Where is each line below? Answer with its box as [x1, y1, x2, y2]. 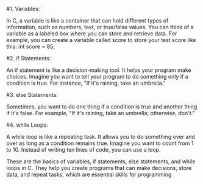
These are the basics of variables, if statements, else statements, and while [6, 158, 196, 165]
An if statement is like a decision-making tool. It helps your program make [6, 66, 191, 74]
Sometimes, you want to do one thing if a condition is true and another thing [6, 103, 198, 110]
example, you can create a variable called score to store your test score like [6, 37, 196, 43]
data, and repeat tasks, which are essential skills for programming [6, 171, 172, 178]
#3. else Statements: [6, 91, 58, 98]
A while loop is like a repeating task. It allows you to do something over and [6, 133, 195, 140]
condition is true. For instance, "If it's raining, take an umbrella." [6, 79, 166, 87]
